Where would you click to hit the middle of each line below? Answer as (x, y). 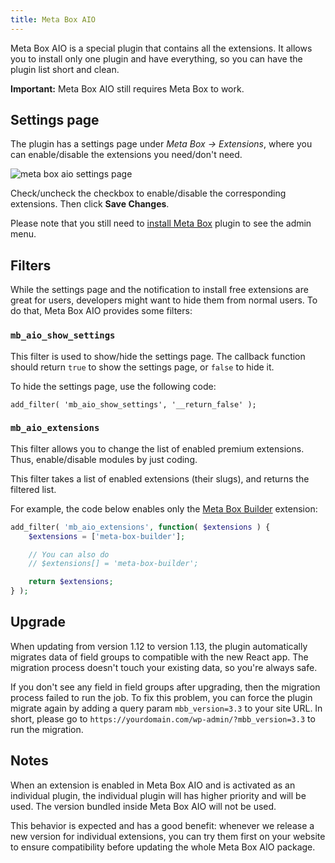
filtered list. (33, 489)
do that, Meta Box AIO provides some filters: (101, 311)
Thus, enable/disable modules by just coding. (104, 459)
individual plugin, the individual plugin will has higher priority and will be (158, 795)
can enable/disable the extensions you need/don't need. (126, 155)
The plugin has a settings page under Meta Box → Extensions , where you (161, 144)
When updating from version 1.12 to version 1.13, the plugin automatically (159, 646)
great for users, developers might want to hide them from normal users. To (164, 300)
